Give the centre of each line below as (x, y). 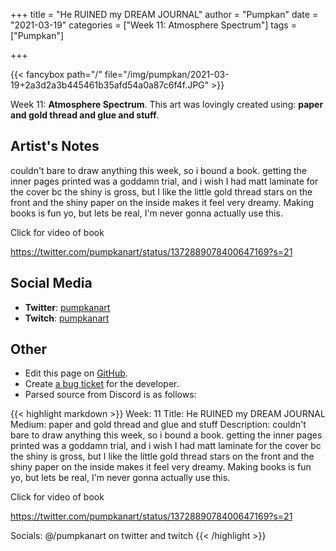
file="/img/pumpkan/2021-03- (167, 74)
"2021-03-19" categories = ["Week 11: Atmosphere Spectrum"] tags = (153, 25)
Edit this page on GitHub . (76, 373)
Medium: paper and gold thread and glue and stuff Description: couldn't (158, 425)
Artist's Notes (55, 146)
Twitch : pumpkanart (67, 318)
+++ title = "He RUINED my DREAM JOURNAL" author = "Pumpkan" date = (164, 14)
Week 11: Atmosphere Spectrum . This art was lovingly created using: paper (167, 104)
